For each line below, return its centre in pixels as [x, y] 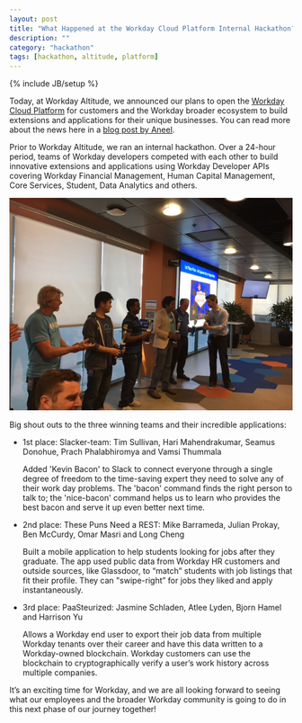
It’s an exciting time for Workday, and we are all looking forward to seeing [145, 690]
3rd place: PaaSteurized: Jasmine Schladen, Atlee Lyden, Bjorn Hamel [152, 608]
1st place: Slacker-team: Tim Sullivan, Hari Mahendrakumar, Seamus [149, 442]
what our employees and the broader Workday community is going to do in [148, 700]
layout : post [34, 19]
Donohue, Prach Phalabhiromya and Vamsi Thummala [122, 452]
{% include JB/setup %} [54, 84]
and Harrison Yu [53, 617]
